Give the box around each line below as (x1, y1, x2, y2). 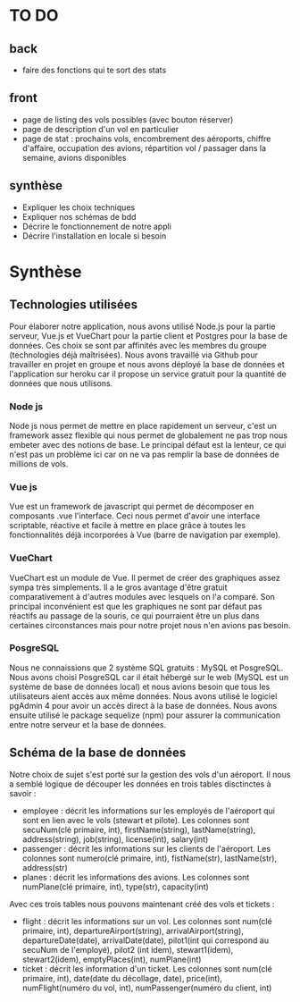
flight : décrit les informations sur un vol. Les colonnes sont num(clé (21, 915, 272, 926)
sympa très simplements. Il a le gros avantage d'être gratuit (9, 582, 228, 593)
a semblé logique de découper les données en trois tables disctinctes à (9, 779, 271, 789)
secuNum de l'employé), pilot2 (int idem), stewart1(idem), (21, 944, 234, 955)
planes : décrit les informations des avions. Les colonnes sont (21, 871, 250, 882)
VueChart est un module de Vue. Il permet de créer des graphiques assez (9, 572, 280, 583)
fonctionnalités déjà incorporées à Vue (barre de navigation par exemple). (9, 529, 281, 541)
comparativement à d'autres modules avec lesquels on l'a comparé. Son (9, 591, 275, 602)
